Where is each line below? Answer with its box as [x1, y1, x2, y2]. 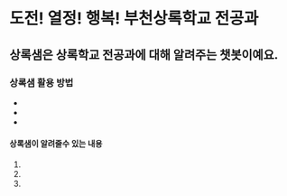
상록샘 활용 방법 [9, 76, 74, 89]
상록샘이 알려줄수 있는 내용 [9, 138, 103, 149]
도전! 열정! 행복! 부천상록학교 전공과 [9, 8, 259, 29]
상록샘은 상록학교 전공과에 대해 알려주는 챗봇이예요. [9, 47, 279, 62]
